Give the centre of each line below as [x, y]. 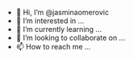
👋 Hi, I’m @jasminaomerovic [62, 12]
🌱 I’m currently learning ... [59, 29]
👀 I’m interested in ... [50, 21]
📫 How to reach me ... [53, 47]
